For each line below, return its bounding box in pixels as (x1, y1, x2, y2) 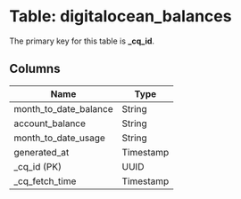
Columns (9, 61, 61, 76)
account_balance (13, 117, 87, 130)
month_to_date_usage (13, 131, 105, 144)
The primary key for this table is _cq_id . (9, 36, 154, 46)
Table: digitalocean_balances (9, 6, 232, 27)
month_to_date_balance (13, 102, 113, 115)
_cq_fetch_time (13, 175, 77, 187)
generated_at (13, 146, 70, 158)
